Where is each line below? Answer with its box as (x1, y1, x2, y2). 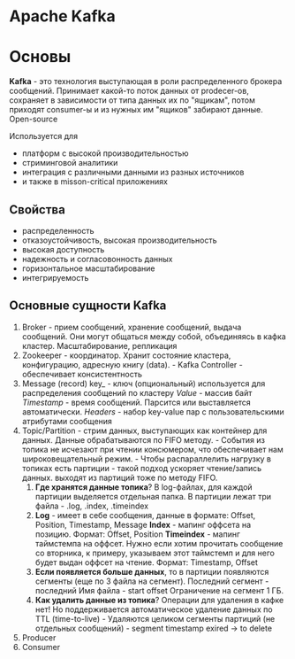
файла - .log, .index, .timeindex (34, 500, 148, 511)
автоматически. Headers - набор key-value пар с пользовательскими (21, 406, 284, 417)
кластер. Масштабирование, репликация (21, 340, 178, 351)
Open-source (9, 113, 58, 125)
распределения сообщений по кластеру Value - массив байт (21, 387, 253, 398)
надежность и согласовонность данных (21, 253, 173, 264)
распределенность (21, 225, 95, 236)
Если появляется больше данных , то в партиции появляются (34, 566, 269, 577)
